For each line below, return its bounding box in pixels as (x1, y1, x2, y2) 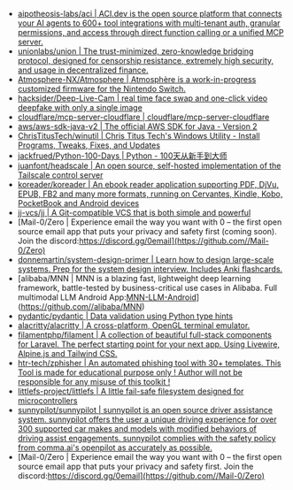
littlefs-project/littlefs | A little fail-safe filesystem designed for (17, 386, 244, 396)
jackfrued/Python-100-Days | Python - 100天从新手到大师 (17, 150, 227, 161)
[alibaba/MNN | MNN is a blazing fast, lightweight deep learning (17, 273, 251, 283)
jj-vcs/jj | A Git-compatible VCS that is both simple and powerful (17, 208, 251, 218)
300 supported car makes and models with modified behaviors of (17, 424, 257, 433)
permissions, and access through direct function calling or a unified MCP (17, 27, 284, 37)
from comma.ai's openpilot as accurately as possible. (17, 442, 212, 453)
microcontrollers (17, 395, 78, 406)
